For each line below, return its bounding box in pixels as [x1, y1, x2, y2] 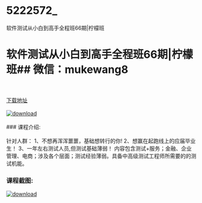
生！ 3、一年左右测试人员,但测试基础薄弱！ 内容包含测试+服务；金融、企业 [6, 145, 192, 152]
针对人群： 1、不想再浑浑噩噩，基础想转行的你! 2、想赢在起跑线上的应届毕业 [6, 137, 196, 145]
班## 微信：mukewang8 [6, 63, 128, 77]
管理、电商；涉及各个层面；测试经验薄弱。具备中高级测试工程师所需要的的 [6, 152, 191, 160]
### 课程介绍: [6, 123, 41, 130]
